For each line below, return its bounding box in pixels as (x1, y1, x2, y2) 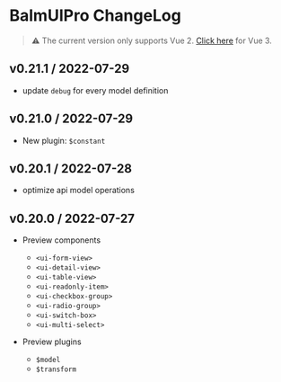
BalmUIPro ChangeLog (9, 5, 181, 26)
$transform (35, 365, 77, 374)
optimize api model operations (22, 185, 135, 196)
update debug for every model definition (22, 84, 169, 95)
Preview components (22, 235, 101, 245)
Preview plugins (22, 336, 83, 347)
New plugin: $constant (22, 135, 106, 146)
